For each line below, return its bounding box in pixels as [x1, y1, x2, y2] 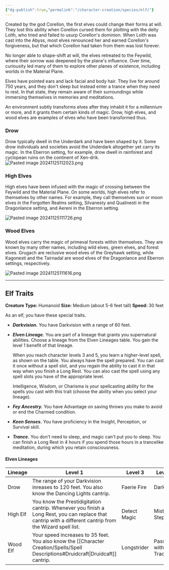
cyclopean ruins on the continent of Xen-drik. [5, 154, 100, 160]
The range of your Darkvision [32, 477, 102, 484]
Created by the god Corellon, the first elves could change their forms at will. [5, 21, 162, 27]
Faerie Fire [121, 484, 147, 491]
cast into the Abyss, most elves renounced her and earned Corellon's [5, 37, 149, 43]
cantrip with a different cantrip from [32, 517, 117, 524]
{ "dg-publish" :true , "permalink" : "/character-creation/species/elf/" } [5, 7, 154, 13]
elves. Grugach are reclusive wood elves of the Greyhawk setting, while [5, 249, 154, 255]
